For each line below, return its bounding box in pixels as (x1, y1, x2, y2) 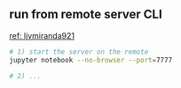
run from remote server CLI (9, 7, 162, 22)
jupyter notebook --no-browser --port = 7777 (9, 55, 173, 64)
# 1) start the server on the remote (9, 48, 149, 56)
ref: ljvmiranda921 (9, 30, 75, 40)
